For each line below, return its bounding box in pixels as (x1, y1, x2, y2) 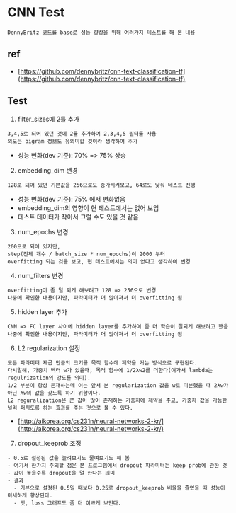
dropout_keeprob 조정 (17, 439, 82, 447)
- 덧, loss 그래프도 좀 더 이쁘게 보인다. (13, 500, 122, 507)
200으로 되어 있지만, (7, 243, 61, 250)
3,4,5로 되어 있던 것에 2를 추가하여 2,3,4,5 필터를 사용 (7, 130, 157, 137)
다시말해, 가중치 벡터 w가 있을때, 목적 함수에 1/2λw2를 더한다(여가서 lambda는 (7, 367, 213, 374)
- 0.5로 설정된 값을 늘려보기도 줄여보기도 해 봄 (7, 454, 130, 461)
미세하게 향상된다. (7, 492, 53, 499)
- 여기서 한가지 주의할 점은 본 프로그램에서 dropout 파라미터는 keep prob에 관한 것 (7, 461, 227, 469)
